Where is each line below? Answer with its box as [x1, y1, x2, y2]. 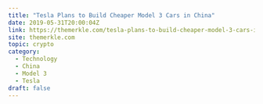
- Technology [15, 56, 58, 63]
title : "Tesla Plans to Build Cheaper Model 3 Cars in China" [8, 11, 215, 20]
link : [8, 26, 26, 34]
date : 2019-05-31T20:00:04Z [8, 19, 100, 27]
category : [8, 48, 41, 56]
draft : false [8, 84, 51, 92]
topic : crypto [8, 41, 55, 48]
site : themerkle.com [8, 33, 76, 41]
